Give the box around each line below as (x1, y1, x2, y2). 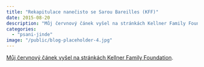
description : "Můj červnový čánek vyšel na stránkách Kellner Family (6, 20, 186, 26)
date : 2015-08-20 (6, 15, 50, 21)
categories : (6, 26, 36, 32)
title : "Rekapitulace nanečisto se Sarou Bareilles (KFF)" (6, 9, 159, 15)
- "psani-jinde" (12, 32, 53, 38)
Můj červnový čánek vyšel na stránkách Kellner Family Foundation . (6, 54, 174, 61)
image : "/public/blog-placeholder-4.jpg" (6, 37, 113, 43)
